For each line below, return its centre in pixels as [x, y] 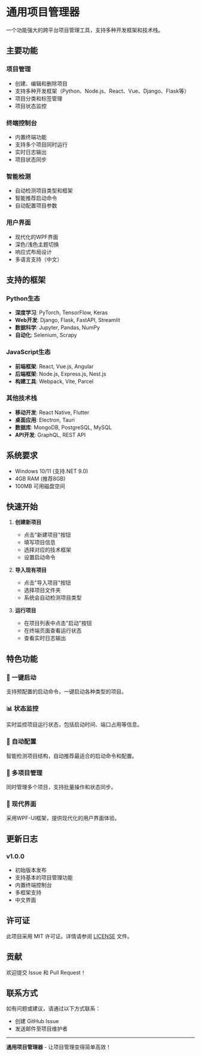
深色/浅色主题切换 [37, 244]
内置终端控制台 [33, 885]
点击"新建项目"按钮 [47, 535]
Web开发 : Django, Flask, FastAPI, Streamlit [68, 320]
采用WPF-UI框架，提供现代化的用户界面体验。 [63, 818]
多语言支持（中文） [39, 259]
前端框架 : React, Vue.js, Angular [54, 366]
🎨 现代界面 [22, 804]
